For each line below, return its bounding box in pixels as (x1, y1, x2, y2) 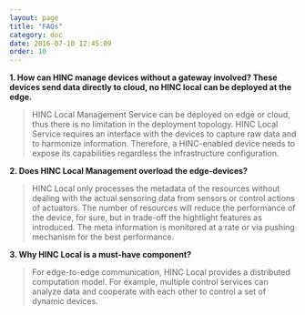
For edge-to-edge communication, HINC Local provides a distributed (31, 267, 291, 278)
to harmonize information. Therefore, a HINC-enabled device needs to (31, 138, 296, 149)
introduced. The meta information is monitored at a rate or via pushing (31, 222, 296, 233)
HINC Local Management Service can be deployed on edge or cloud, (31, 109, 291, 120)
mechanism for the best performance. (31, 231, 175, 242)
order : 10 (9, 47, 47, 56)
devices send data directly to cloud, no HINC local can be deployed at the (9, 82, 292, 93)
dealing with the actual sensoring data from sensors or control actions (31, 193, 296, 204)
